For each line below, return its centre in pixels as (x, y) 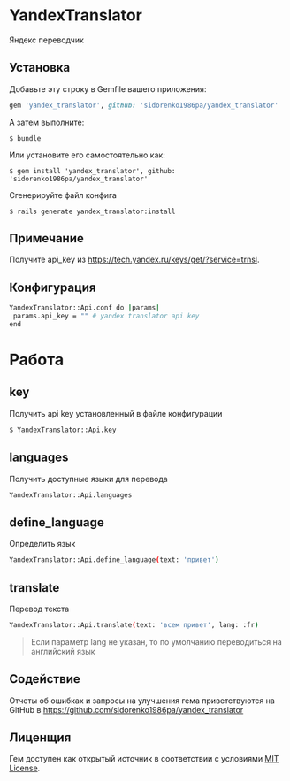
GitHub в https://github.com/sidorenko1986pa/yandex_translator (126, 709)
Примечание (46, 238)
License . (25, 768)
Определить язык (42, 544)
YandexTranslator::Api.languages (71, 495)
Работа (37, 360)
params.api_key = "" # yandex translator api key (106, 316)
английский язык (63, 651)
